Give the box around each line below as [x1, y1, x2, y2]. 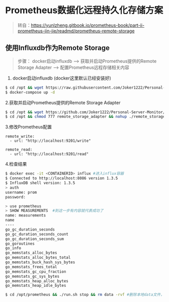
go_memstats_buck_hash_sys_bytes [5, 260, 75, 265]
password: [5, 194, 26, 199]
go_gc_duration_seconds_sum [5, 236, 64, 242]
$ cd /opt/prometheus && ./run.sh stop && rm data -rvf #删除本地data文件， [5, 292, 164, 297]
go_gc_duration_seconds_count [5, 232, 69, 237]
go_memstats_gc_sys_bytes [5, 274, 59, 279]
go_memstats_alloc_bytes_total [5, 255, 71, 260]
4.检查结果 [5, 161, 27, 167]
